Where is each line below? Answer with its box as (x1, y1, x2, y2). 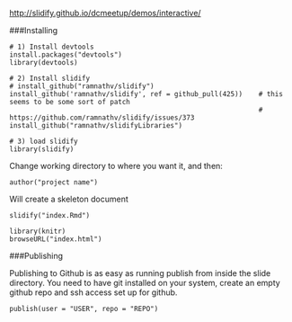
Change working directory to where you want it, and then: (9, 161, 223, 171)
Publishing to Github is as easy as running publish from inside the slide (9, 268, 271, 278)
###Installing (9, 25, 58, 35)
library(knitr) (9, 227, 66, 236)
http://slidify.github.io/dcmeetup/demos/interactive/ (9, 8, 201, 18)
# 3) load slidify (9, 137, 78, 146)
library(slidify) (9, 145, 75, 154)
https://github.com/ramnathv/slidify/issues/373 (9, 113, 195, 122)
